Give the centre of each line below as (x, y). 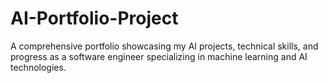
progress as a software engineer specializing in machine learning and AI (159, 56)
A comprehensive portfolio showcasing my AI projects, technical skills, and (164, 46)
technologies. (38, 67)
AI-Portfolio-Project (94, 18)
